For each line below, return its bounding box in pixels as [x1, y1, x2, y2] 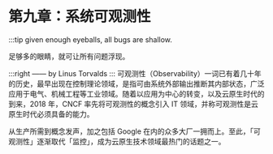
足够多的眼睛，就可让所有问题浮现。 [8, 51, 130, 61]
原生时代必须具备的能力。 [8, 109, 94, 118]
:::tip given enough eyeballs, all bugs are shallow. [8, 34, 173, 45]
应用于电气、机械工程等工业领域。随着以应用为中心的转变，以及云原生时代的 [8, 88, 265, 98]
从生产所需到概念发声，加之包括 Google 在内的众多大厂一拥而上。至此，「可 [8, 126, 262, 136]
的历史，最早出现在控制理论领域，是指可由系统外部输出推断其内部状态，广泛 [8, 79, 265, 88]
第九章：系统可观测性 [8, 7, 152, 26]
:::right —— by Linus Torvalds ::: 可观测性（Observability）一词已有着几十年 [8, 68, 262, 78]
